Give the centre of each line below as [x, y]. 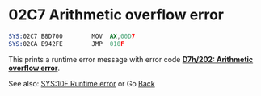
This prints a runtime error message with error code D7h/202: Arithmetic [131, 59]
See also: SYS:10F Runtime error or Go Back [82, 83]
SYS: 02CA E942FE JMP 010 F [67, 44]
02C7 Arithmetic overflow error [116, 15]
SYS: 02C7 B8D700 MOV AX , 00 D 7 [72, 36]
